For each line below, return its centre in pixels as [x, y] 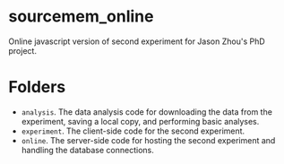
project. [23, 50]
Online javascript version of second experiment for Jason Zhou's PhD [137, 41]
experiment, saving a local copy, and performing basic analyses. [140, 121]
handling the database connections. [87, 150]
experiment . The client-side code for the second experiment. [133, 131]
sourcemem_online [81, 17]
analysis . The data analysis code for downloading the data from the [146, 112]
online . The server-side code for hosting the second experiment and [148, 140]
